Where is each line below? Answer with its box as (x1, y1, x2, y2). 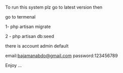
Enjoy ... (5, 62, 22, 68)
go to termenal (5, 14, 36, 19)
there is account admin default (5, 43, 69, 49)
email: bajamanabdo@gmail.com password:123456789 (5, 52, 118, 58)
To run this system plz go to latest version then (5, 4, 102, 10)
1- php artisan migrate (5, 23, 51, 29)
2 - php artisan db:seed (5, 33, 54, 39)
